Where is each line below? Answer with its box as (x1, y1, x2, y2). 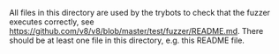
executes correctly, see (9, 17, 94, 27)
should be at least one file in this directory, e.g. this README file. (9, 35, 245, 45)
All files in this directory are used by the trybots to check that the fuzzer (9, 8, 271, 17)
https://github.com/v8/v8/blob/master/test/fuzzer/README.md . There (9, 26, 264, 36)
